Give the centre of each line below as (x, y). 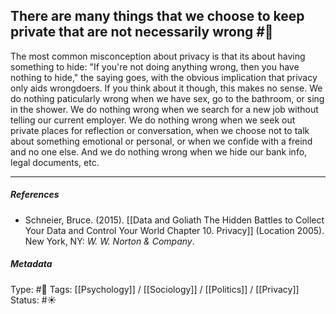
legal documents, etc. (55, 162)
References (35, 195)
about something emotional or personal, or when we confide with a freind (161, 141)
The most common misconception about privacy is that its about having (158, 56)
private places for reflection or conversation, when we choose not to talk (160, 130)
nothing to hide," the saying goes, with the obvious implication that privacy (164, 77)
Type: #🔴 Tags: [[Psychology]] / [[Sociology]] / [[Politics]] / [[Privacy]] (155, 289)
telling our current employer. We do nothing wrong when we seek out (153, 120)
